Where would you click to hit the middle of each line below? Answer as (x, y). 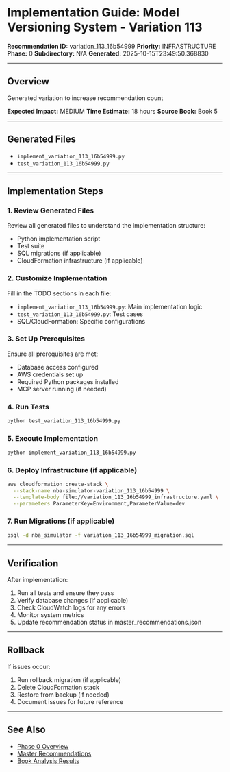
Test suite (31, 246)
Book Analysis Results (48, 761)
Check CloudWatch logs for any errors (71, 607)
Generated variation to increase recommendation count (85, 98)
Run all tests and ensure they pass (65, 593)
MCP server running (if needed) (62, 389)
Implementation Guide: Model (93, 13)
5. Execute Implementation (52, 438)
